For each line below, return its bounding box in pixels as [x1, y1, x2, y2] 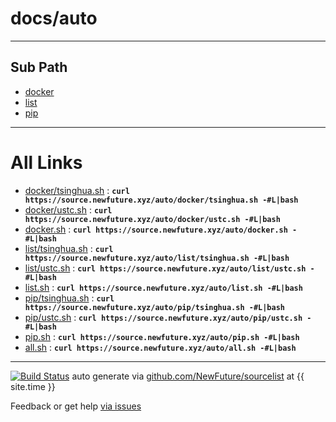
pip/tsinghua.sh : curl [24, 292, 115, 304]
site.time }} [10, 380, 56, 392]
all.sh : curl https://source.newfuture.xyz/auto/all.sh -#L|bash [24, 341, 297, 353]
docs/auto [10, 7, 98, 30]
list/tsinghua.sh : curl [24, 242, 114, 254]
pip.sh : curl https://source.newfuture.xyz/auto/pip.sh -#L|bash [24, 330, 300, 342]
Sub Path [10, 59, 68, 76]
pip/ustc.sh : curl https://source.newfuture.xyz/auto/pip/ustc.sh [24, 311, 303, 323]
